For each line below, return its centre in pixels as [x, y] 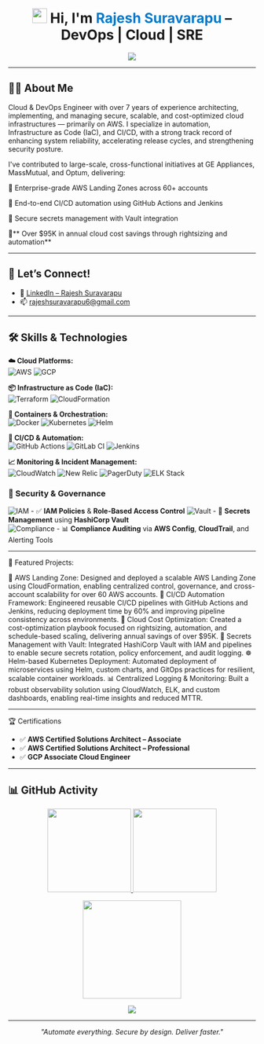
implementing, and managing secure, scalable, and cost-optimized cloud [126, 115]
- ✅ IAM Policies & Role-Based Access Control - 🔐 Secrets [141, 511]
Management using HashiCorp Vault [69, 519]
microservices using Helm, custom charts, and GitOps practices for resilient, [132, 669]
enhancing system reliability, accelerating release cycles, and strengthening [131, 141]
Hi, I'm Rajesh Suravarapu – [141, 18]
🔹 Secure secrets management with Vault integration [93, 218]
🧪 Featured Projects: [41, 562]
